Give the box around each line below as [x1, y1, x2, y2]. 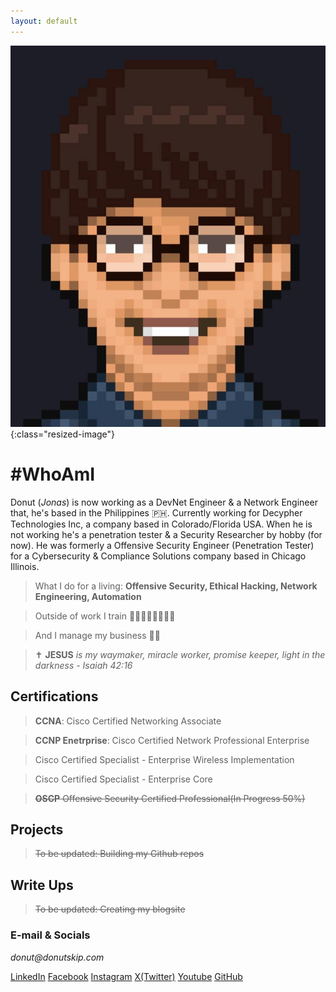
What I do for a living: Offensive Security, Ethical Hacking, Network [34, 580, 318, 592]
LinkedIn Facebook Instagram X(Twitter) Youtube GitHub [10, 970, 243, 982]
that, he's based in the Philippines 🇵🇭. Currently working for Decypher [10, 506, 303, 519]
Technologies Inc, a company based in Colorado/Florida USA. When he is [10, 518, 313, 530]
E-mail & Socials [10, 928, 91, 942]
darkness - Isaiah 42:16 [34, 659, 133, 671]
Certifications [10, 688, 99, 705]
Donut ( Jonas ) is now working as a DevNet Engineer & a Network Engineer [10, 496, 318, 508]
